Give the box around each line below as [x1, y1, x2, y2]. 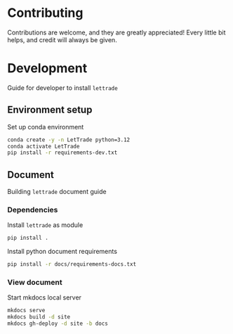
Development [7, 60, 88, 77]
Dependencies [7, 205, 58, 215]
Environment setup [7, 104, 93, 116]
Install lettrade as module [7, 221, 84, 229]
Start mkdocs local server [7, 293, 82, 302]
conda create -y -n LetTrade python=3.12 [7, 136, 131, 143]
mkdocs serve [7, 307, 46, 314]
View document [7, 278, 62, 288]
